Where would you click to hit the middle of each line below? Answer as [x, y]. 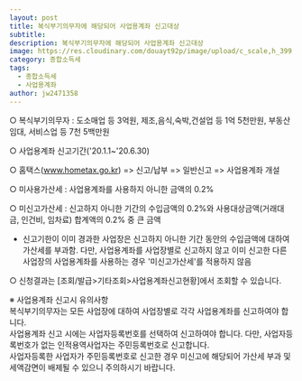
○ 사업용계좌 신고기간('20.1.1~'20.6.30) [80, 151]
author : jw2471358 [44, 93]
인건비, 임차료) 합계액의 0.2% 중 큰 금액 [91, 219]
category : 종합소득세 [45, 60]
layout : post [34, 18]
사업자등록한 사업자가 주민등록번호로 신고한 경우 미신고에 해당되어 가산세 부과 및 [150, 356]
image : [22, 51]
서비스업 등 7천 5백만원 [69, 131]
